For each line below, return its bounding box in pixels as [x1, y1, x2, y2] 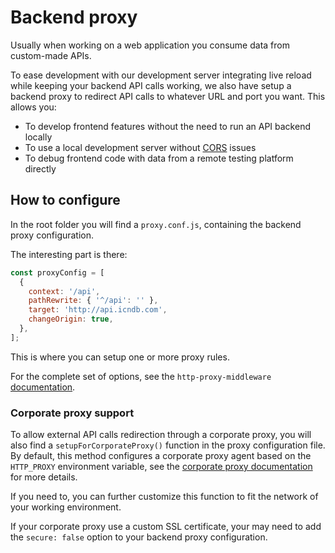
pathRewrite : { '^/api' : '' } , [28, 296, 159, 306]
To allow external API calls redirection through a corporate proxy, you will [10, 429, 312, 441]
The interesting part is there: [10, 248, 128, 260]
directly [24, 162, 57, 175]
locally [24, 131, 53, 143]
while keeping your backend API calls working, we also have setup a [10, 79, 292, 91]
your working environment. [10, 501, 122, 513]
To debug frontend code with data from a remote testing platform [24, 152, 294, 164]
